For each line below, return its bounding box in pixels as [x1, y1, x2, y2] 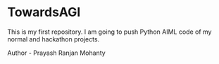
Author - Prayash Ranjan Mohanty [7, 49, 106, 57]
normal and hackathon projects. [7, 34, 100, 43]
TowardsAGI [7, 4, 81, 20]
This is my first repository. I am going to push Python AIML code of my [7, 27, 212, 36]
